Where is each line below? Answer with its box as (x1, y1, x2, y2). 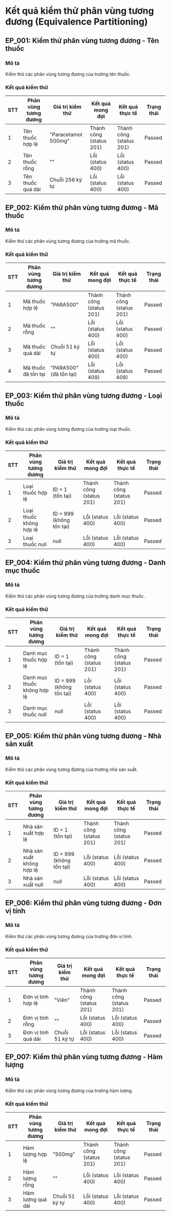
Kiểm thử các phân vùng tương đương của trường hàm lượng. (5, 1088, 133, 1094)
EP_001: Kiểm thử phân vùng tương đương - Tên (5, 36, 159, 45)
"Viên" (54, 997, 70, 1004)
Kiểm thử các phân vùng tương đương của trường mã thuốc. (5, 238, 131, 244)
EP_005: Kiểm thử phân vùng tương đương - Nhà (5, 732, 162, 740)
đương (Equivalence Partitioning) (5, 16, 148, 28)
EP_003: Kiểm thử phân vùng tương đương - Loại (5, 391, 162, 400)
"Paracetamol (49, 131, 82, 138)
